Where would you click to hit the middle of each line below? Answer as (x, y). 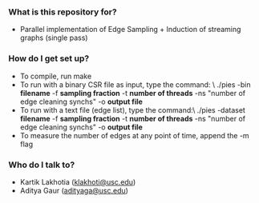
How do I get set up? (49, 58)
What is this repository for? (63, 12)
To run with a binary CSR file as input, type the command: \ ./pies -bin (135, 84)
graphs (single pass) (54, 38)
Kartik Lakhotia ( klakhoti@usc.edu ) (78, 181)
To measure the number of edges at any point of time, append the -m (135, 135)
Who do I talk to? (42, 165)
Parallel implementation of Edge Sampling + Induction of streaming (130, 30)
